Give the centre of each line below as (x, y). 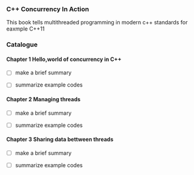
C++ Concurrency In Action (48, 9)
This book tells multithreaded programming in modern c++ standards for (97, 23)
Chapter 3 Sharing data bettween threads (60, 140)
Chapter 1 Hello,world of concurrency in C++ (64, 59)
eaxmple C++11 (26, 29)
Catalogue (22, 45)
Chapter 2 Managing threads (43, 99)
